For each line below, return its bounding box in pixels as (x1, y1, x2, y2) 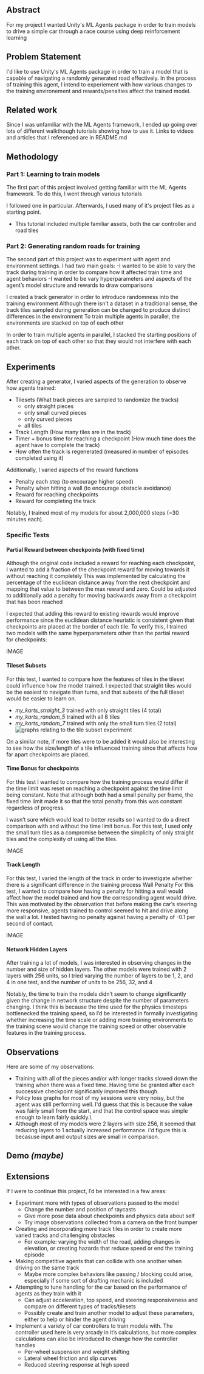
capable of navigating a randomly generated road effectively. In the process (6, 74, 196, 82)
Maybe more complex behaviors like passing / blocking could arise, (24, 1270, 193, 1278)
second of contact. (6, 920, 54, 927)
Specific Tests (6, 531, 50, 540)
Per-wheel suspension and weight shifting (24, 1348, 129, 1356)
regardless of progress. (6, 804, 65, 811)
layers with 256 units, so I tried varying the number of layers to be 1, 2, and (6, 972, 193, 979)
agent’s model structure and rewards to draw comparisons (6, 281, 153, 289)
